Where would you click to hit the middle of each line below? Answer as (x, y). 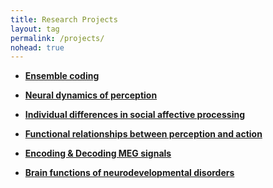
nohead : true (37, 47)
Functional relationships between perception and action (143, 134)
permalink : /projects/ (57, 38)
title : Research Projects (64, 19)
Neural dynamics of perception (91, 95)
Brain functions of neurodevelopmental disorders (129, 173)
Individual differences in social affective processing (134, 115)
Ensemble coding (62, 76)
